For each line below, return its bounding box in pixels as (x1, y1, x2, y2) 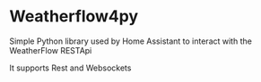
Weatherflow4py (9, 6, 139, 27)
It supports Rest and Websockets (9, 62, 132, 73)
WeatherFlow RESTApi (9, 45, 92, 55)
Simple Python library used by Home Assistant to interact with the (9, 36, 253, 46)
